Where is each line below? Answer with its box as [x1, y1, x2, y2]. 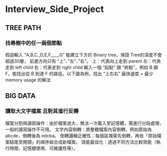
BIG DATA [5, 92, 36, 100]
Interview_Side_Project [5, 4, 104, 15]
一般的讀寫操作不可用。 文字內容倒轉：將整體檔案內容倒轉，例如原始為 [5, 126, 152, 132]
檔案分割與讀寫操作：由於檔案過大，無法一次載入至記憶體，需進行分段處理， [5, 120, 164, 126]
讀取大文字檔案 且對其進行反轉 [5, 108, 79, 115]
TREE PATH [5, 24, 41, 32]
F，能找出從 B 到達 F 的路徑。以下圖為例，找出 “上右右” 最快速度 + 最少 [5, 70, 153, 76]
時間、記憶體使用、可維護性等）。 [9, 145, 78, 151]
